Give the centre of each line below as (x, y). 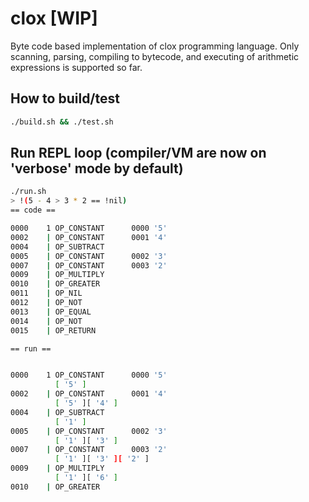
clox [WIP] (54, 18)
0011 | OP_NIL (46, 293)
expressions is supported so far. (76, 67)
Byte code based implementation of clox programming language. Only (155, 46)
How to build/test (65, 98)
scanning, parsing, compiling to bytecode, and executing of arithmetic (155, 56)
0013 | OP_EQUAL (51, 312)
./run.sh (28, 192)
